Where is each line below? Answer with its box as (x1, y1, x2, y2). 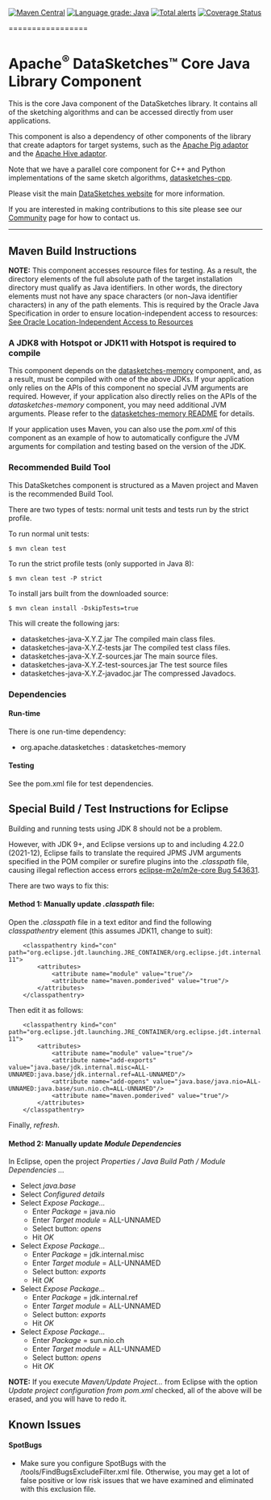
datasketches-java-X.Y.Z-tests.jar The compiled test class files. (19, 642, 231, 652)
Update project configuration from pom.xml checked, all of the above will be (8, 1386, 262, 1396)
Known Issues (8, 1417, 81, 1431)
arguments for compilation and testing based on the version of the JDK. (8, 442, 247, 451)
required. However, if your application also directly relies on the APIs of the (8, 392, 257, 401)
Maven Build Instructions (8, 244, 137, 258)
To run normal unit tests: (8, 528, 90, 538)
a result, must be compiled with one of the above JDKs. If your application (8, 375, 255, 384)
